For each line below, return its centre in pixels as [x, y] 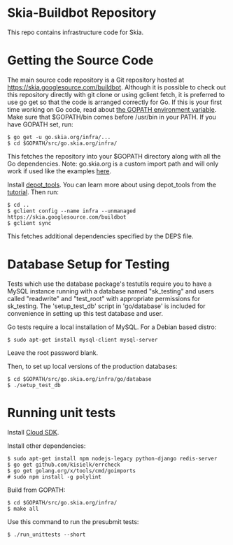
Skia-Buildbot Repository [82, 13]
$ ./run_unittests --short [47, 535]
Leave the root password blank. [53, 353]
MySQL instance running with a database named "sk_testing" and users [111, 291]
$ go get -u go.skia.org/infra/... [59, 137]
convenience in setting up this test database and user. [85, 313]
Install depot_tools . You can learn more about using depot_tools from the [112, 184]
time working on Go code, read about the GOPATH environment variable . [112, 109]
